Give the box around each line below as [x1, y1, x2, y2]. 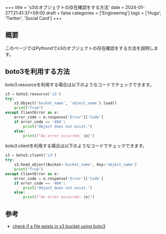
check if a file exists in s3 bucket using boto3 [12, 223, 106, 229]
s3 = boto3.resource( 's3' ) [5, 91, 61, 96]
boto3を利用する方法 [5, 67, 70, 76]
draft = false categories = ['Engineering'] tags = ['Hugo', [46, 10, 162, 16]
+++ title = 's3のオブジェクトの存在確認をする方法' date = [5, 4, 125, 10]
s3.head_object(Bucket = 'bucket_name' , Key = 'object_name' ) [14, 162, 137, 167]
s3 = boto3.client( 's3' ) [5, 153, 57, 158]
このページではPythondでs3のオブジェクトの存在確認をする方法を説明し [5, 45, 154, 51]
